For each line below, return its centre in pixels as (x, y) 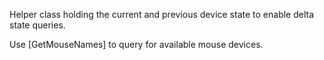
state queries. (37, 25)
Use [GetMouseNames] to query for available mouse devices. (136, 44)
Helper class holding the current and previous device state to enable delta (162, 14)
